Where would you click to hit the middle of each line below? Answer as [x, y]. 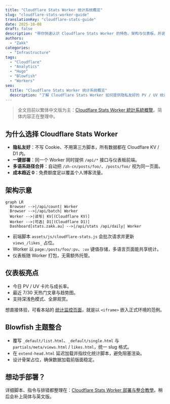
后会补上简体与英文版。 [30, 396]
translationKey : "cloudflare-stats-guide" [51, 19]
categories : [18, 48]
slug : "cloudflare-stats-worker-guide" [47, 15]
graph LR [14, 202]
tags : [11, 57]
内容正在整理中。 [40, 116]
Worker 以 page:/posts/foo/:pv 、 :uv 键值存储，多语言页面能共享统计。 [87, 249]
